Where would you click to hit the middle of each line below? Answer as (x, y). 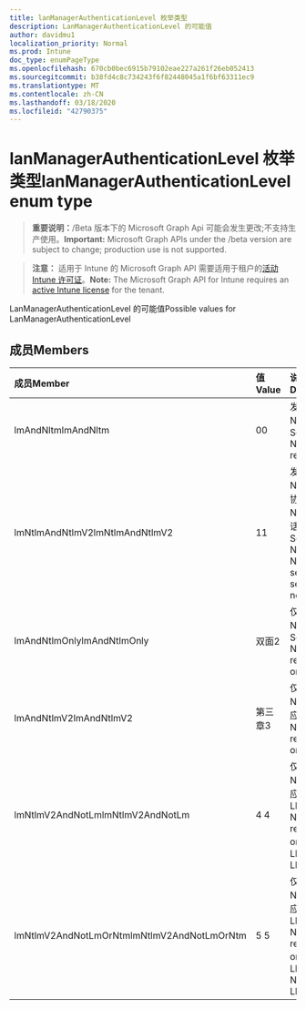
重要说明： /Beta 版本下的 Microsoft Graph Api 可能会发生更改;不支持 (160, 228)
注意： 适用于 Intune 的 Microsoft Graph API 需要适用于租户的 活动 (155, 269)
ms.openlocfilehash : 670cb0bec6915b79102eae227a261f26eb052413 (132, 69)
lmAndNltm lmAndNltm (62, 430)
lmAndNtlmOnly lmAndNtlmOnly (82, 641)
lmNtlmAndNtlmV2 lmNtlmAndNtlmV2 (94, 532)
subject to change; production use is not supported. (129, 250)
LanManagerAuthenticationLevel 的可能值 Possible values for (123, 309)
